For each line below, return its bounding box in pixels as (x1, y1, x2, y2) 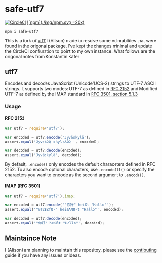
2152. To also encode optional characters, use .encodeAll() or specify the (5, 167, 155, 173)
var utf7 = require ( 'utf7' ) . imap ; (5, 194, 76, 199)
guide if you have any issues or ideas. (5, 252, 82, 258)
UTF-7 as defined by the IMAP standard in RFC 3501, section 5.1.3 (5, 91, 138, 97)
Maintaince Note (5, 234, 57, 243)
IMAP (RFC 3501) (5, 183, 41, 189)
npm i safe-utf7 (5, 29, 38, 34)
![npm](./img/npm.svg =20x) (27, 20, 85, 25)
